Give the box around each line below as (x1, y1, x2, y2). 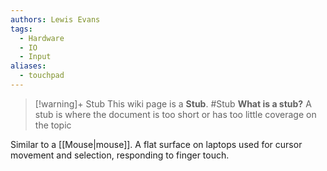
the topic (34, 119, 72, 131)
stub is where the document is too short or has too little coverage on (34, 108, 317, 120)
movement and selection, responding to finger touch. (10, 149, 230, 161)
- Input (19, 52, 52, 62)
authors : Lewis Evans (10, 14, 101, 25)
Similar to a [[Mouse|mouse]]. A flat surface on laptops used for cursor (10, 138, 303, 150)
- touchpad (19, 71, 65, 81)
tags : (10, 24, 33, 34)
